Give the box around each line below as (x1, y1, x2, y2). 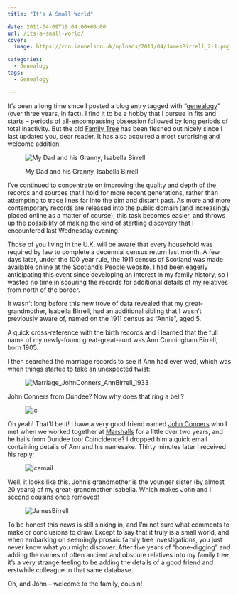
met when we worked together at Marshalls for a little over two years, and (7, 427, 224, 436)
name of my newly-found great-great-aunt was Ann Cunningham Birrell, (7, 335, 218, 344)
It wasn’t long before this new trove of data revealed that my (7, 299, 184, 307)
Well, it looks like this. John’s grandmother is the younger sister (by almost (7, 478, 225, 486)
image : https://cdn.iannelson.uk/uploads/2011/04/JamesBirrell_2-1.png (13, 43, 231, 51)
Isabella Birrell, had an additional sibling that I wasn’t (48, 307, 202, 315)
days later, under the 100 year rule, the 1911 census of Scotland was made (7, 255, 224, 263)
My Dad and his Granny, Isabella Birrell (25, 167, 139, 175)
